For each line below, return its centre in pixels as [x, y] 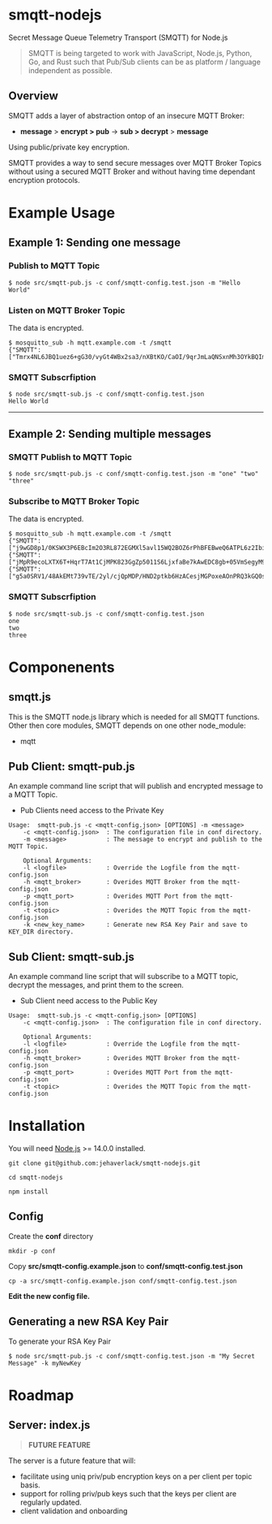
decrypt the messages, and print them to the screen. [96, 985]
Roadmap [41, 1395]
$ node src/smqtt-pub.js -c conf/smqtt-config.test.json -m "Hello [125, 283]
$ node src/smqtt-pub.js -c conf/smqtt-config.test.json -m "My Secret [132, 1356]
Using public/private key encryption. [69, 147]
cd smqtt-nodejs [36, 1178]
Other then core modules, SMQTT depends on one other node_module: [127, 725]
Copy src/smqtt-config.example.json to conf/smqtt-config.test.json [126, 1266]
